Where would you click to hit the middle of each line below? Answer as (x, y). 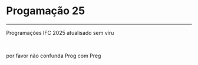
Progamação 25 (46, 11)
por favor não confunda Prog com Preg (54, 56)
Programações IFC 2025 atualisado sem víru (60, 32)
